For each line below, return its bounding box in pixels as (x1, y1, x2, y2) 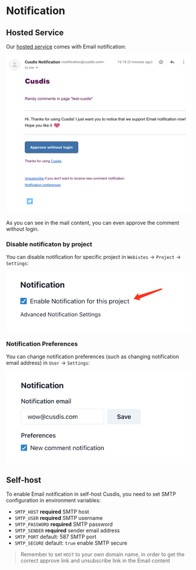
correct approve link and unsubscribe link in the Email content (20, 557, 170, 564)
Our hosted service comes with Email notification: (6, 43, 126, 50)
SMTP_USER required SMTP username (14, 515, 103, 522)
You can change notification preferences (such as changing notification (6, 353, 179, 360)
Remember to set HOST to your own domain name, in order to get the (20, 551, 185, 558)
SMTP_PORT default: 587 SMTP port (14, 534, 97, 541)
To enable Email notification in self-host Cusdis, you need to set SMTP (6, 491, 176, 498)
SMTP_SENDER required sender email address (14, 527, 120, 534)
